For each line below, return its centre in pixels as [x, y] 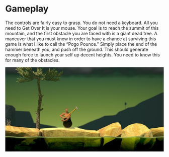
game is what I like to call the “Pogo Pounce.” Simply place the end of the [81, 44]
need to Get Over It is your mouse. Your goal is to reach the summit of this [82, 28]
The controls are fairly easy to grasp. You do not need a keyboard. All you [81, 23]
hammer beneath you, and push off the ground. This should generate [77, 49]
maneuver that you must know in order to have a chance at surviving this [81, 39]
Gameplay [27, 9]
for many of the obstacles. [32, 60]
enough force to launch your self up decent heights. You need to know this [82, 55]
